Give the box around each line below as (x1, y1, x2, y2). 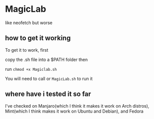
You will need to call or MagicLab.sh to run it (5, 75, 93, 82)
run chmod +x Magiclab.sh (5, 66, 57, 72)
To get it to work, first (5, 47, 48, 53)
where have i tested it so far (5, 90, 91, 98)
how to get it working (5, 34, 71, 42)
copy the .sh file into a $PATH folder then (5, 57, 88, 62)
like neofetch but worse (5, 20, 53, 26)
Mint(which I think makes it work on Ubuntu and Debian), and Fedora (5, 108, 144, 114)
